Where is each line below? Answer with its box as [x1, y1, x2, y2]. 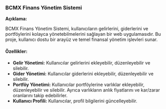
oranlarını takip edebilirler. [12, 92, 68, 98]
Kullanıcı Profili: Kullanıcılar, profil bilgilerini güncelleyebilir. [12, 98, 137, 104]
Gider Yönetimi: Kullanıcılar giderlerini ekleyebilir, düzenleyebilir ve [12, 71, 154, 77]
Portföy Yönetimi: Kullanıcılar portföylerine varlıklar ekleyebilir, [12, 81, 145, 88]
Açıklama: [5, 16, 27, 22]
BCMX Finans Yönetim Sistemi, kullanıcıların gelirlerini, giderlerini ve [5, 26, 149, 32]
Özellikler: [5, 48, 28, 54]
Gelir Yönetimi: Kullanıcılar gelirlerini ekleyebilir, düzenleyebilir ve [12, 59, 151, 66]
